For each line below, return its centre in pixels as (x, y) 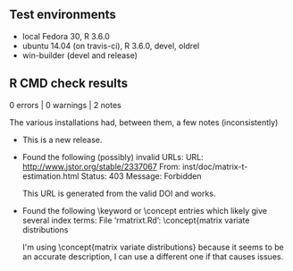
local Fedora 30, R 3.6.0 (66, 36)
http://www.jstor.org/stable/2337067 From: (101, 166)
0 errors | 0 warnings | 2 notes (66, 105)
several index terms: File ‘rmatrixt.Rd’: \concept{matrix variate (136, 220)
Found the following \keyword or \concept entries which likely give (145, 210)
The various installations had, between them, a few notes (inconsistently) (144, 122)
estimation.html (50, 176)
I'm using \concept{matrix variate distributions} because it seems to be (153, 247)
